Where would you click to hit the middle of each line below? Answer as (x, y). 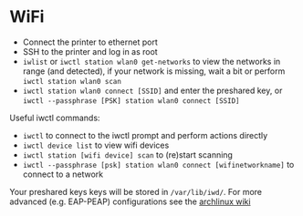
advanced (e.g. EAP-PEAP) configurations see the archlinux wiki (130, 201)
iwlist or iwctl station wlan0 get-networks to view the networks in (151, 61)
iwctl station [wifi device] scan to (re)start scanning (127, 154)
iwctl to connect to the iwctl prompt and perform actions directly (145, 135)
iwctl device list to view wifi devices (96, 145)
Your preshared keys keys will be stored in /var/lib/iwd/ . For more (136, 191)
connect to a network (63, 174)
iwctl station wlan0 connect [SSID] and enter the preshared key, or (152, 90)
